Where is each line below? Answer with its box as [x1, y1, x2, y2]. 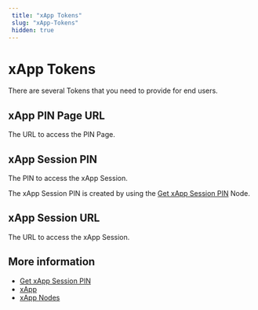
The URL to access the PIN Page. [8, 130, 115, 139]
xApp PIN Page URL [8, 109, 106, 122]
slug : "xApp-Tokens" [11, 19, 79, 27]
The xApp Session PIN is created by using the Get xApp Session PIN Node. [8, 188, 251, 197]
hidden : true [11, 26, 55, 34]
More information [8, 255, 96, 268]
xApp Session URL [8, 212, 100, 225]
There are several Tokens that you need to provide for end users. [8, 86, 218, 95]
